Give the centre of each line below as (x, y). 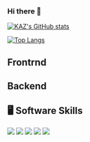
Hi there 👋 (25, 11)
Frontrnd (27, 62)
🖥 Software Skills (45, 111)
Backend (27, 86)
